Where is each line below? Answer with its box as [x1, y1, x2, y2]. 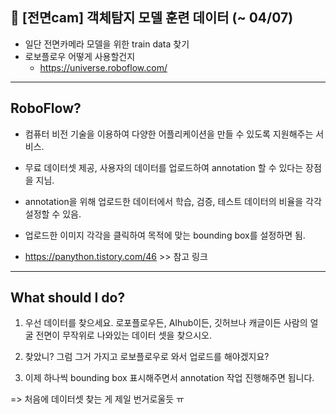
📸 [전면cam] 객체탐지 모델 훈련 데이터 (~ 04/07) [10, 9, 294, 27]
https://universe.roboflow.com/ [39, 61, 168, 73]
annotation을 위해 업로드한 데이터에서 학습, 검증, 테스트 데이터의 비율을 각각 [24, 195, 322, 207]
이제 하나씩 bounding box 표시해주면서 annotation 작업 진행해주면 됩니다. [24, 372, 315, 384]
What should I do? [10, 289, 126, 307]
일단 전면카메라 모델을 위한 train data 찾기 [24, 38, 190, 50]
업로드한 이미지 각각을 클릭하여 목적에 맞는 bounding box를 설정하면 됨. [24, 229, 306, 241]
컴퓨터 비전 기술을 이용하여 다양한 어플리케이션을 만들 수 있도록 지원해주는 [24, 128, 314, 140]
